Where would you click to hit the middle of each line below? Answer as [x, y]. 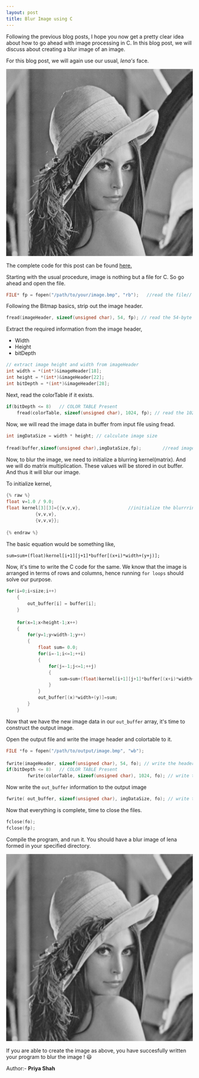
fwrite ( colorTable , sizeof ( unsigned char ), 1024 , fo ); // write [108, 776]
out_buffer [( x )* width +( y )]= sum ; [78, 697]
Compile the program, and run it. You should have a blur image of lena [92, 839]
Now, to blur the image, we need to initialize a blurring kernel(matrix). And [96, 459]
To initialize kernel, [29, 484]
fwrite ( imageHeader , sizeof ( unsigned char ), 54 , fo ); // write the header [100, 763]
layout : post [22, 12]
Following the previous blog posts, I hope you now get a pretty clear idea [95, 36]
